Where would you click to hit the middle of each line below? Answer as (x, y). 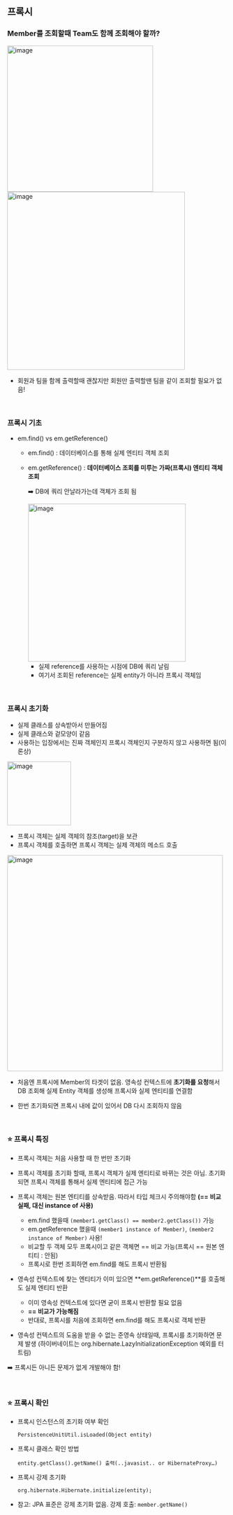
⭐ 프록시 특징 (28, 1139)
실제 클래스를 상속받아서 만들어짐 (62, 725)
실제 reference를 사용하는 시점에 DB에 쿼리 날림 (104, 666)
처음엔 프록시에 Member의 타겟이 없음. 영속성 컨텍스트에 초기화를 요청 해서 (119, 1082)
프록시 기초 (25, 423)
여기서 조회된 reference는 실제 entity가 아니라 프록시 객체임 (120, 675)
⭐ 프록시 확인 (28, 1403)
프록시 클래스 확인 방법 (48, 1448)
